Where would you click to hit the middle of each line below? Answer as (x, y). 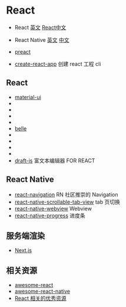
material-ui (28, 97)
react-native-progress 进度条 (50, 215)
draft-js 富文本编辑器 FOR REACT (55, 161)
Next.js (23, 250)
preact (23, 51)
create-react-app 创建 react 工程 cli (58, 64)
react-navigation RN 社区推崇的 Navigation (66, 194)
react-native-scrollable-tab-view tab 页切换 (67, 202)
